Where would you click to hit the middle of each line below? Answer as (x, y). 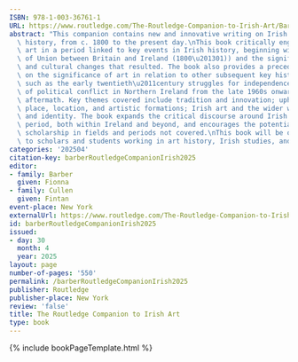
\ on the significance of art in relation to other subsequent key (145, 75)
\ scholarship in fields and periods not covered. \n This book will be (150, 133)
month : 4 (33, 248)
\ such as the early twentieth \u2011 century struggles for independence (154, 83)
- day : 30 (27, 240)
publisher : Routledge (49, 289)
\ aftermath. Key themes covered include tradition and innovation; (146, 100)
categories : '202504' (49, 149)
